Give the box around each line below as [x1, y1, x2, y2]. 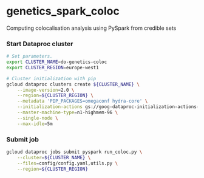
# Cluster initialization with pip [6, 75, 97, 81]
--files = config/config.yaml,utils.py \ [17, 160, 118, 166]
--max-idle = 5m [17, 120, 53, 127]
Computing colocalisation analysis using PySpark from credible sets [6, 24, 177, 32]
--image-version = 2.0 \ [17, 87, 75, 93]
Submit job [6, 135, 39, 143]
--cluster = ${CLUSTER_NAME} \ [17, 154, 91, 160]
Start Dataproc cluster [6, 39, 73, 48]
